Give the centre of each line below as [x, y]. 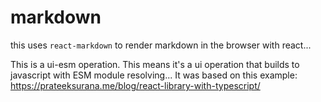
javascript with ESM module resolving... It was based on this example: [154, 75]
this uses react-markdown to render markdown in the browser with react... [161, 45]
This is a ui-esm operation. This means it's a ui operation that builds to [155, 64]
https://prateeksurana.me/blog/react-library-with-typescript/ [135, 85]
